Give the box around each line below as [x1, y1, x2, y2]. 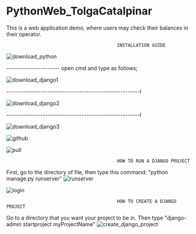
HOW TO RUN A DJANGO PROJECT [116, 158, 190, 164]
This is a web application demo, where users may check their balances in [6, 24, 189, 31]
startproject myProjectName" [23, 220, 95, 227]
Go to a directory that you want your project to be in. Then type [6, 214, 163, 221]
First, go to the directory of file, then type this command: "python [6, 168, 168, 175]
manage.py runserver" [6, 175, 62, 182]
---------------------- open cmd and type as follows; [6, 65, 138, 72]
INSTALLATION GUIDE [116, 42, 166, 48]
